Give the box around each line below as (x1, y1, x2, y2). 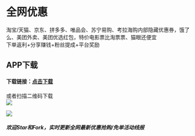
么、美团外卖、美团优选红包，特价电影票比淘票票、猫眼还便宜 (6, 33, 157, 40)
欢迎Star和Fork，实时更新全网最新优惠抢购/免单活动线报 (6, 124, 145, 131)
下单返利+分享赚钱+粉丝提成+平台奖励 (6, 41, 100, 48)
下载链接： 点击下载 (6, 78, 53, 85)
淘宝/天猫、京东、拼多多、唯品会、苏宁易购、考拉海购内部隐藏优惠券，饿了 (6, 26, 190, 33)
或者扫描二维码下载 (6, 92, 53, 99)
